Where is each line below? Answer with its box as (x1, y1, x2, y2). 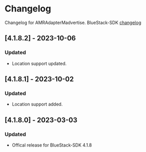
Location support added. (11, 101, 63, 107)
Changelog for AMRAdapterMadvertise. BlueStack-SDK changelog (4, 19, 142, 25)
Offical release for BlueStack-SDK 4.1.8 (11, 142, 92, 148)
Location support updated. (11, 60, 67, 66)
